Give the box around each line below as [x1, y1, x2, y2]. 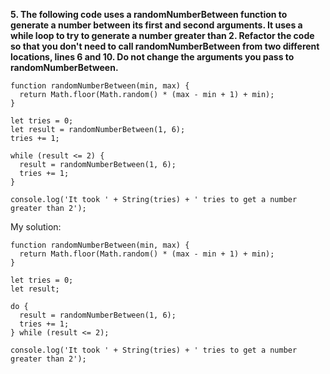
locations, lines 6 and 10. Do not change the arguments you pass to [10, 51, 295, 63]
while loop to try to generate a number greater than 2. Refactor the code [10, 30, 315, 41]
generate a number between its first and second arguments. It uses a [10, 19, 303, 31]
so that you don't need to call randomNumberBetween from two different [10, 40, 320, 52]
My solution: [10, 221, 62, 233]
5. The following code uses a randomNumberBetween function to [10, 9, 288, 20]
